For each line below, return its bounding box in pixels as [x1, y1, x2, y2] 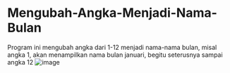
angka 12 [7, 58, 34, 66]
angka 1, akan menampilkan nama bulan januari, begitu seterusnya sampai [7, 51, 224, 59]
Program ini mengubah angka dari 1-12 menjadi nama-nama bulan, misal [7, 43, 217, 51]
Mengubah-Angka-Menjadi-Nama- [7, 5, 217, 21]
